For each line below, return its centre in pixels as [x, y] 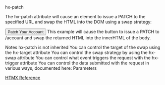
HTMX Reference [23, 78]
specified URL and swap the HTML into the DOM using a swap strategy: [79, 22]
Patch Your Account [26, 32]
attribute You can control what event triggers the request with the [84, 58]
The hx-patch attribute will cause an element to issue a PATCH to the [75, 16]
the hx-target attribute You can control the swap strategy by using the [76, 53]
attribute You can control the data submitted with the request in [84, 63]
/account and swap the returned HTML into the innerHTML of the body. [78, 38]
